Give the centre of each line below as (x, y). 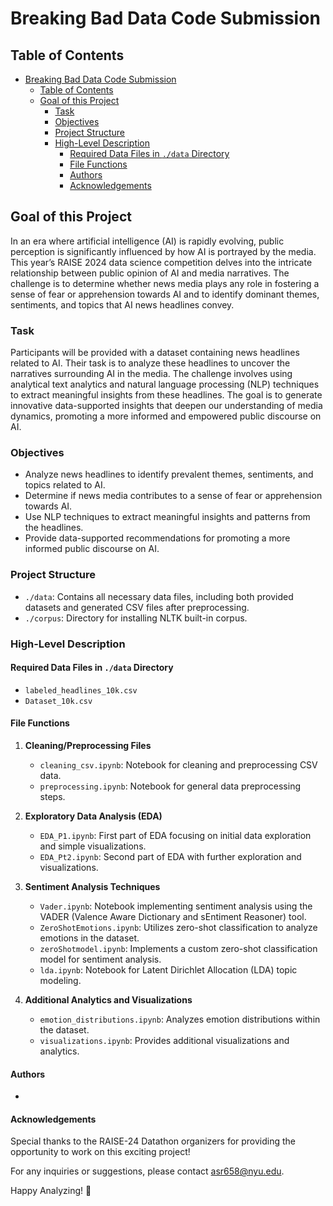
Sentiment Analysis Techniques (92, 887)
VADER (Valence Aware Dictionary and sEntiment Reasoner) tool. (173, 917)
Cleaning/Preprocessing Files (88, 746)
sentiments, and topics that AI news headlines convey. (122, 304)
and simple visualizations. (93, 846)
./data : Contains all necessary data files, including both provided (159, 596)
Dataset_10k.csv (58, 701)
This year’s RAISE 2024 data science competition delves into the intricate (161, 262)
